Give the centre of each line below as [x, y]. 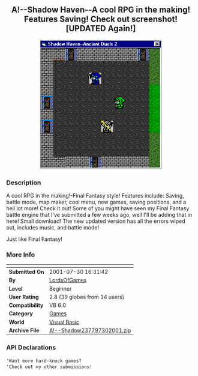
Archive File [24, 330]
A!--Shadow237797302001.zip [90, 330]
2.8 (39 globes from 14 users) [87, 297]
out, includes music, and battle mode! [53, 228]
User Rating [24, 297]
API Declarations [31, 348]
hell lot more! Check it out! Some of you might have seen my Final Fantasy [98, 208]
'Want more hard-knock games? [44, 361]
